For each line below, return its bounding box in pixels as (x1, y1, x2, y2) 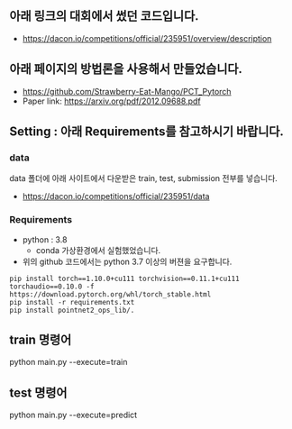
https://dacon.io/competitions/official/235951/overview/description (22, 32, 272, 43)
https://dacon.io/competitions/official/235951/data (22, 191, 210, 202)
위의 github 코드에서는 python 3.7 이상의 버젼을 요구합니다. (22, 256, 233, 267)
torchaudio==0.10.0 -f (9, 282, 95, 291)
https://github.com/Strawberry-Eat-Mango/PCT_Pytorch (22, 86, 232, 96)
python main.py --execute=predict (9, 409, 138, 421)
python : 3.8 (22, 233, 68, 245)
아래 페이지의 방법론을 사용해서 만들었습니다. (9, 61, 243, 77)
